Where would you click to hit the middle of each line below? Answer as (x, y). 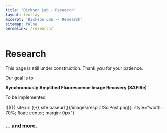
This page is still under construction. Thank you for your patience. (74, 68)
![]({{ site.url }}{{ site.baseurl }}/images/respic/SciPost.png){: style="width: (84, 108)
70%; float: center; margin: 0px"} (40, 113)
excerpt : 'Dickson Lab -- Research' (44, 19)
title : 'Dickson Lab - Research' (41, 10)
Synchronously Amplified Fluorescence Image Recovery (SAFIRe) (76, 88)
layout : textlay (22, 15)
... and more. (21, 126)
